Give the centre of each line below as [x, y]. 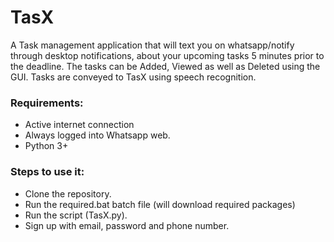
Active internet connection [79, 125]
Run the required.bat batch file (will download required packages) [160, 204]
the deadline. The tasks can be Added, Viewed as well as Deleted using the [165, 66]
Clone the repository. [68, 193]
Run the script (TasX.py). [76, 215]
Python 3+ [46, 146]
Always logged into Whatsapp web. [97, 135]
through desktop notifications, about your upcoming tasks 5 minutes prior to [167, 55]
